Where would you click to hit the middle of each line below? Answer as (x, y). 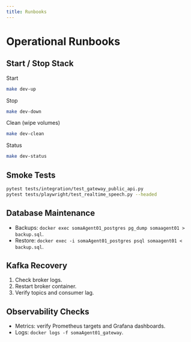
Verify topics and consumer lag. (54, 293)
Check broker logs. (38, 280)
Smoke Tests (31, 175)
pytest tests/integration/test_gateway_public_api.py (75, 189)
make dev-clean (25, 134)
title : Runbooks (26, 12)
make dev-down (24, 112)
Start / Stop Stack (40, 64)
